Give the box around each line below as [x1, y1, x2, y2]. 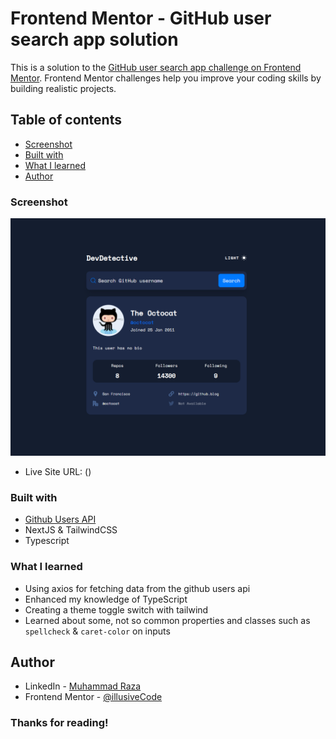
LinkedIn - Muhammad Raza [24, 680, 142, 692]
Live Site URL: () [24, 466, 92, 478]
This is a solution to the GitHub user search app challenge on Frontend [10, 61, 302, 73]
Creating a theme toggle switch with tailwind [24, 603, 209, 616]
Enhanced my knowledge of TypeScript [24, 593, 188, 605]
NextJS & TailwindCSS [24, 524, 118, 536]
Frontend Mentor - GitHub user [10, 7, 272, 30]
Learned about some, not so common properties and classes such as [24, 614, 311, 626]
